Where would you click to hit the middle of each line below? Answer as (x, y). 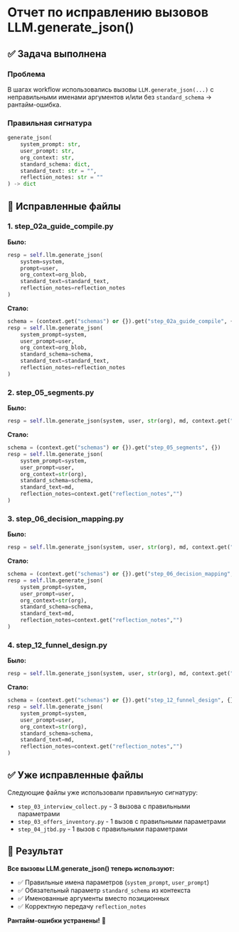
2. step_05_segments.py (51, 392)
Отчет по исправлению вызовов (108, 12)
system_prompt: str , (51, 144)
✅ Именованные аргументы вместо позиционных (93, 898)
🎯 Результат (35, 851)
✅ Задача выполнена (57, 54)
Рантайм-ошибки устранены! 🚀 (57, 920)
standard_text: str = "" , (59, 171)
